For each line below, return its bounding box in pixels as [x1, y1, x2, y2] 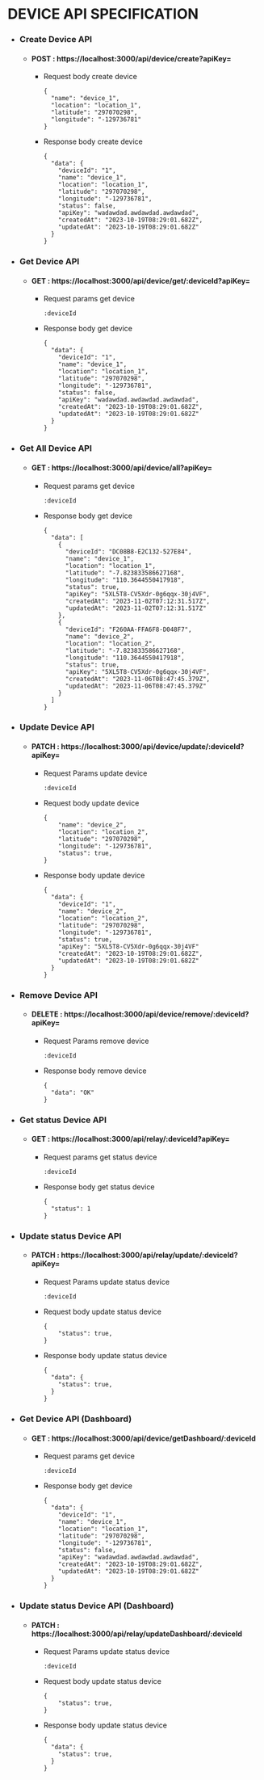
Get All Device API [19, 443, 92, 454]
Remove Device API [19, 989, 98, 1000]
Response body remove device [43, 1066, 147, 1075]
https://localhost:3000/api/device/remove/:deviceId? [63, 1009, 249, 1019]
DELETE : [31, 1009, 63, 1019]
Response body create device [43, 137, 143, 146]
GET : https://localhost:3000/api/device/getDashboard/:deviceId [31, 1433, 256, 1443]
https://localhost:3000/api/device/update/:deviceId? [61, 742, 245, 751]
